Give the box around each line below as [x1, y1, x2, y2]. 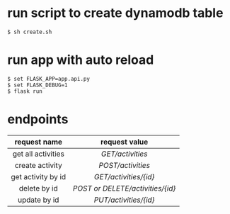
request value [100, 137, 149, 147]
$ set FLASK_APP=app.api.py [7, 75, 91, 82]
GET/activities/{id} [94, 171, 155, 181]
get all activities [12, 149, 65, 159]
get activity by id [11, 171, 67, 181]
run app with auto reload [7, 52, 154, 68]
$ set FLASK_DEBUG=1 [7, 81, 69, 89]
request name [14, 137, 62, 147]
